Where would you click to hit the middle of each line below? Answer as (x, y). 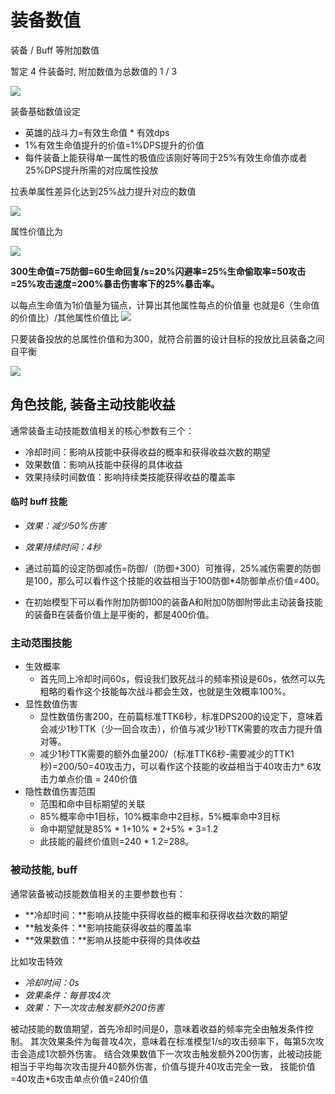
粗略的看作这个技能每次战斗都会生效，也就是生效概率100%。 (165, 692)
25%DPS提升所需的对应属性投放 (91, 170)
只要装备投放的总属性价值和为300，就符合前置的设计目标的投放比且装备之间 (167, 338)
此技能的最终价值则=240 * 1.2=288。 (117, 842)
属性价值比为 (36, 231)
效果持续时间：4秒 (63, 547)
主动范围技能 (41, 643)
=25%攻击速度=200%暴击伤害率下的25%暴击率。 (115, 283)
